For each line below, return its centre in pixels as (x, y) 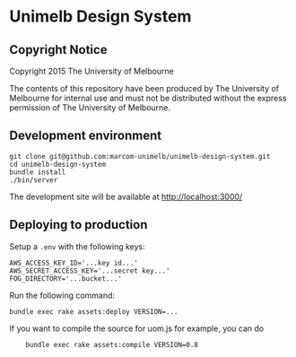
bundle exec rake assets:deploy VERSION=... (94, 311)
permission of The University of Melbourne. (90, 108)
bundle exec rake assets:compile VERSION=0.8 (112, 344)
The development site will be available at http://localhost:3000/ (126, 196)
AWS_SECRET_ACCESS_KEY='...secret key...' (90, 271)
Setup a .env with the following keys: (77, 246)
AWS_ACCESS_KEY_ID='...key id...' (74, 263)
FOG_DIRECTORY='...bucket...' (66, 279)
